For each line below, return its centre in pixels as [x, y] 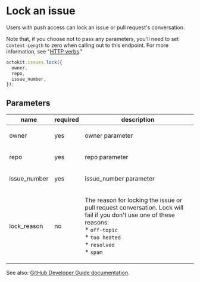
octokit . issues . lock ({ [34, 62]
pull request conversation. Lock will [134, 208]
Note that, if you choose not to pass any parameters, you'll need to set [93, 39]
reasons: [97, 223]
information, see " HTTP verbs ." [45, 51]
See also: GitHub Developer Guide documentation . [68, 273]
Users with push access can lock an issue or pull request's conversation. [96, 27]
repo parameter [107, 157]
